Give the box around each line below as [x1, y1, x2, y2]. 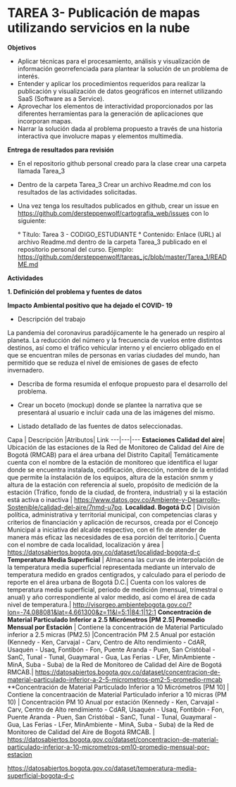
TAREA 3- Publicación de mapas [7, 5, 201, 21]
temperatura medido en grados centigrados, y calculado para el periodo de [7, 570, 226, 579]
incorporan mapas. [17, 116, 73, 125]
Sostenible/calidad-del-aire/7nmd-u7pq [7, 503, 122, 511]
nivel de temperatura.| [7, 600, 72, 609]
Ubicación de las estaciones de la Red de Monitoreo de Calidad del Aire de [7, 443, 224, 451]
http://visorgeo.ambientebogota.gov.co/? [73, 600, 192, 609]
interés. [17, 72, 40, 80]
